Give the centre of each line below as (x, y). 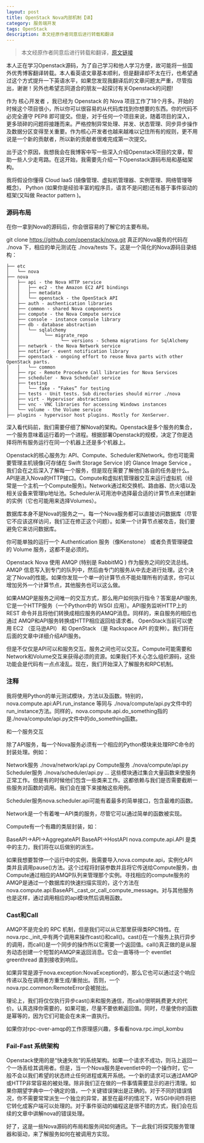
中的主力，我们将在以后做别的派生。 (52, 847)
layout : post (23, 12)
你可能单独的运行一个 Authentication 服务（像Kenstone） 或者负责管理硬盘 (100, 542)
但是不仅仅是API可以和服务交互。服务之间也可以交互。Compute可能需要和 (99, 649)
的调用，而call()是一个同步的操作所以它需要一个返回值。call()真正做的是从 (99, 944)
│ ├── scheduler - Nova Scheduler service (63, 378)
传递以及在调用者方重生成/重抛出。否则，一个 (63, 980)
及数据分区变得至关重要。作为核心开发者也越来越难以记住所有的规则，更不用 (102, 132)
